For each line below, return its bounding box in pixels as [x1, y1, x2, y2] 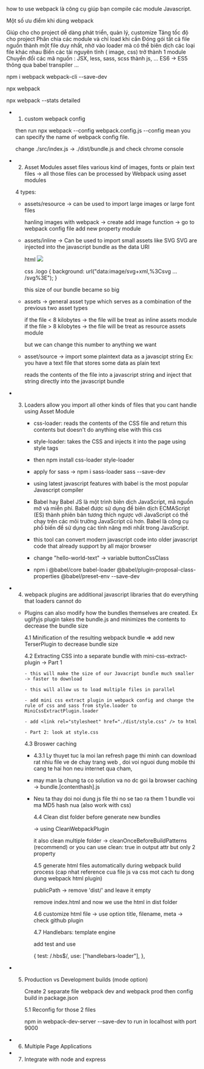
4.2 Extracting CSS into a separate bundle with [24, 653, 142, 659]
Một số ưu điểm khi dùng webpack [6, 17, 94, 24]
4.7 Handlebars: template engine [33, 929, 116, 936]
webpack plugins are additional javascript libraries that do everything [24, 591, 199, 598]
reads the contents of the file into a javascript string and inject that [24, 371, 192, 378]
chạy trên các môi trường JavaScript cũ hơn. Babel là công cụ [33, 518, 189, 524]
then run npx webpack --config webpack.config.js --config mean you [15, 127, 191, 134]
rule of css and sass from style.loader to [24, 703, 137, 709]
